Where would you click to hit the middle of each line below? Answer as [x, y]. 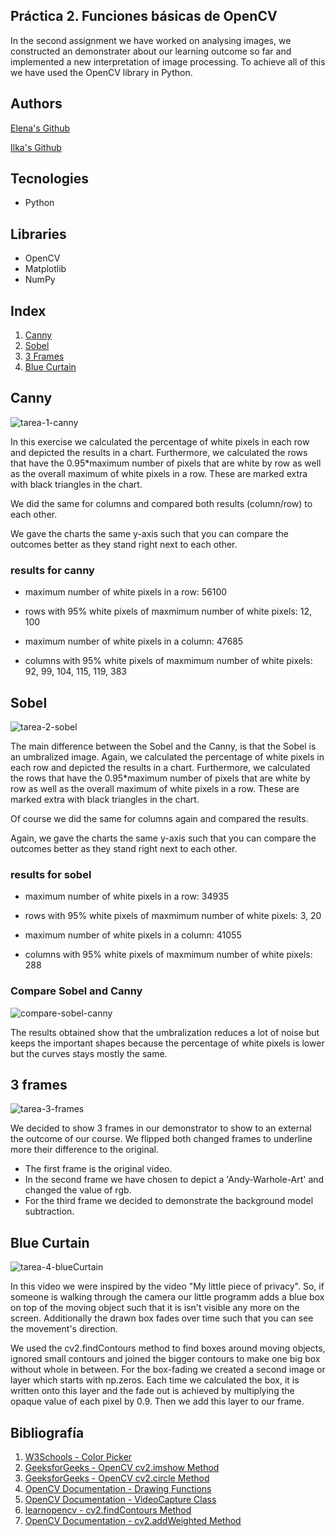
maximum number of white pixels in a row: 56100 [126, 592]
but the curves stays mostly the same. [89, 1053]
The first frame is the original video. [98, 1169]
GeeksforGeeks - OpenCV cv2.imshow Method [122, 1468]
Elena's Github [40, 128]
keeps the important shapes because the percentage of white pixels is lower [167, 1043]
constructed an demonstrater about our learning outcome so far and [151, 51]
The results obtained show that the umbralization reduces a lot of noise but [165, 1032]
